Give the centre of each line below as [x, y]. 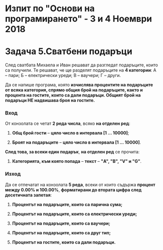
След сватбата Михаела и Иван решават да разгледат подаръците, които [81, 65]
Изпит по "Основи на [50, 9]
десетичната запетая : [28, 195]
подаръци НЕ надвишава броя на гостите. [50, 100]
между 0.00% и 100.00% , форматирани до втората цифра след [73, 190]
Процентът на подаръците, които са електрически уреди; [74, 214]
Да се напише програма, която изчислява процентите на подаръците [79, 85]
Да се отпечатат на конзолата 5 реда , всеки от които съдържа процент [80, 184]
